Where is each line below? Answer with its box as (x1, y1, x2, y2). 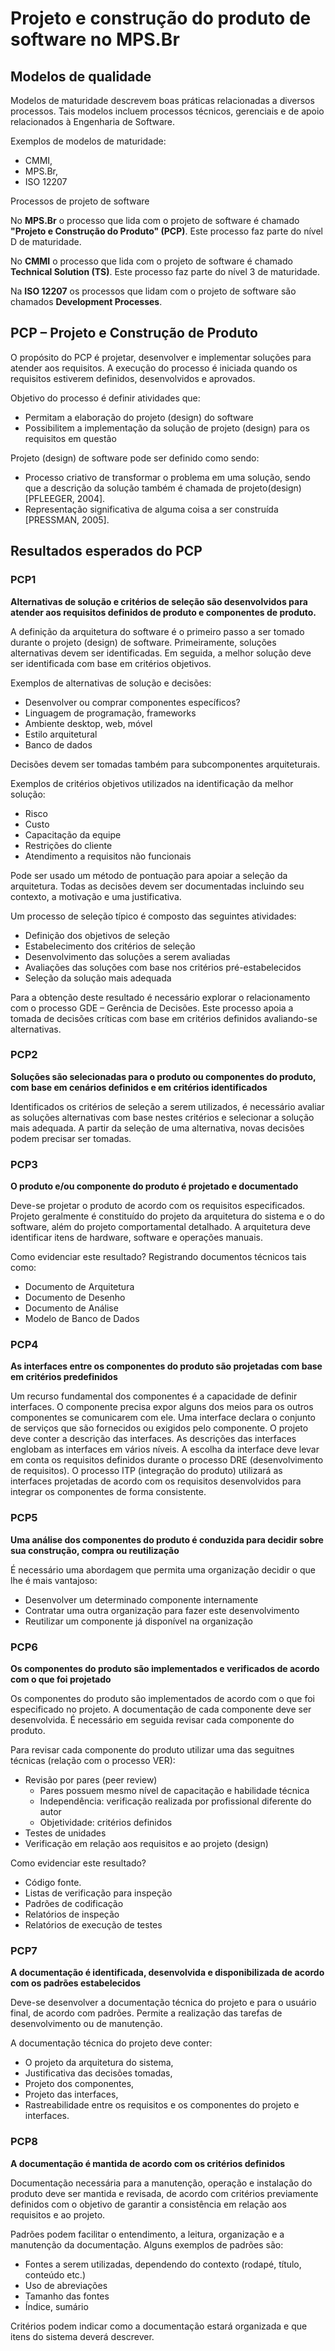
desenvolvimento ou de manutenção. (10, 2018, 163, 2030)
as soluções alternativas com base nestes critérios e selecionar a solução (10, 1111, 315, 1123)
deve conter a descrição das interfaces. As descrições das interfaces (10, 1433, 297, 1445)
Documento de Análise (24, 1302, 119, 1314)
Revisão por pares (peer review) (24, 1773, 158, 1786)
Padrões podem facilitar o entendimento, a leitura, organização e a (10, 2228, 285, 2240)
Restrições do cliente (24, 839, 113, 851)
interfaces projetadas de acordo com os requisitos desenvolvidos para (10, 1475, 302, 1487)
